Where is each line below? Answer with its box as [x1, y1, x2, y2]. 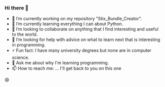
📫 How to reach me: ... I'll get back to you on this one [11, 65, 122, 71]
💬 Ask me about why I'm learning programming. [11, 60, 109, 66]
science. [11, 54, 30, 61]
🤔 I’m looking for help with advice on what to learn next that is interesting [11, 37, 161, 43]
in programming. [11, 42, 45, 48]
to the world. [11, 32, 38, 38]
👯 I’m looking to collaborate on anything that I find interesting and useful [11, 26, 159, 32]
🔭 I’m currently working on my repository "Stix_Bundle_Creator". [11, 16, 142, 22]
